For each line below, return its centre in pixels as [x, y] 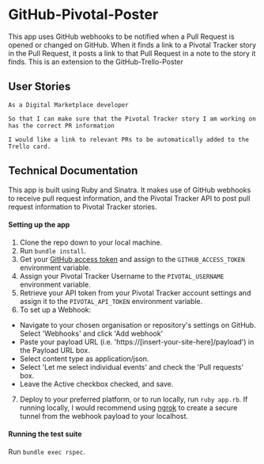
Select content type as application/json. [84, 359]
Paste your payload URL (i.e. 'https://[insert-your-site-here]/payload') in [137, 341]
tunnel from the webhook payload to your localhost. [104, 416]
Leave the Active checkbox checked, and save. [96, 384]
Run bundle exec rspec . [47, 451]
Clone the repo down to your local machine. [91, 242]
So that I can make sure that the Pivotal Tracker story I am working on [132, 119]
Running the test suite [45, 434]
